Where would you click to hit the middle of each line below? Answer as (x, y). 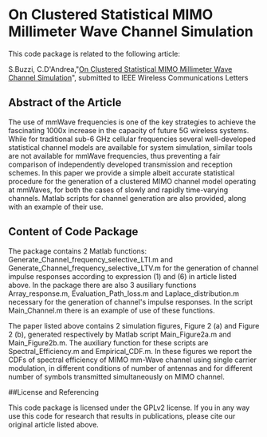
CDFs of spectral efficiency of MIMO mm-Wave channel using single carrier (133, 360)
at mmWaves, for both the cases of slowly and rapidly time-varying (118, 190)
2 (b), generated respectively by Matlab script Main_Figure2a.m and (120, 334)
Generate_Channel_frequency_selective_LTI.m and (90, 259)
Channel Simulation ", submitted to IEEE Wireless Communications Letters (128, 77)
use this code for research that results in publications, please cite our (122, 415)
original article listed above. (54, 424)
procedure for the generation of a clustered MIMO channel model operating (132, 181)
